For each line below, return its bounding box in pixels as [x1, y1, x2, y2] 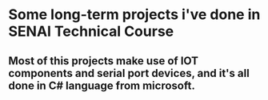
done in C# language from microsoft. [8, 79, 196, 92]
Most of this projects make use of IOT [8, 54, 198, 67]
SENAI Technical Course [8, 22, 174, 40]
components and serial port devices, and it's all [8, 66, 250, 80]
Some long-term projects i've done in [8, 6, 261, 24]
